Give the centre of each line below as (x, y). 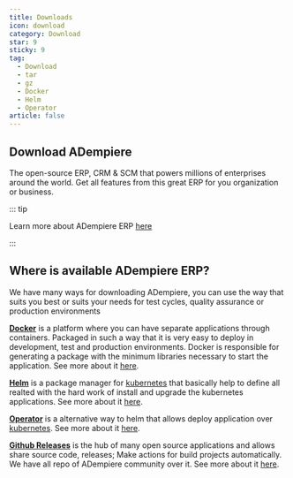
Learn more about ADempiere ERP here (81, 225)
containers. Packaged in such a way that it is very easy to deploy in (131, 338)
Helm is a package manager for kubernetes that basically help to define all (145, 383)
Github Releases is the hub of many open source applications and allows (142, 445)
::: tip (19, 209)
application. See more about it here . (74, 365)
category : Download (45, 34)
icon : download (37, 26)
